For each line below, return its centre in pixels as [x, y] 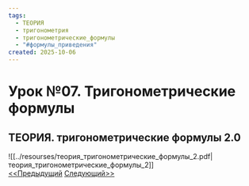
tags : [17, 15]
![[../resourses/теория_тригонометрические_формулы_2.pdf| [111, 156]
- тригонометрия [42, 30]
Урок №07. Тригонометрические [122, 91]
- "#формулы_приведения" [56, 45]
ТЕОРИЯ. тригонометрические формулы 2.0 [125, 137]
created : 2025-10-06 [42, 52]
